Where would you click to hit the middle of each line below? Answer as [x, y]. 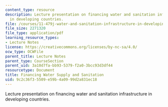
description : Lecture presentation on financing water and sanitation [80, 14]
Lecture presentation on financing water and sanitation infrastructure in [79, 93]
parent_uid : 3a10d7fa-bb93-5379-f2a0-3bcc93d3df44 [59, 65]
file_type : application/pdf [34, 33]
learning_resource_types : [32, 38]
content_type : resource [30, 10]
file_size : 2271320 [25, 28]
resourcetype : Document [30, 70]
